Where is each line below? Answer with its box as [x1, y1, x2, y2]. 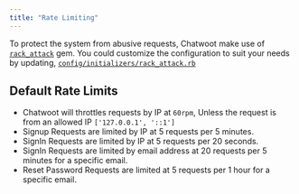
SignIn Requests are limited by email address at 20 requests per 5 [22, 145, 268, 156]
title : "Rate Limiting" [9, 13, 99, 23]
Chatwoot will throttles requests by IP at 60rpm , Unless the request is [22, 107, 277, 118]
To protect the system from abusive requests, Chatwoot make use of [9, 38, 265, 49]
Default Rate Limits [9, 83, 119, 99]
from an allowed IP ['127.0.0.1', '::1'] [22, 116, 176, 127]
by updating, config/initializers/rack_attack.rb [9, 57, 196, 68]
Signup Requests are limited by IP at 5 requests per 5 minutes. [22, 126, 255, 137]
